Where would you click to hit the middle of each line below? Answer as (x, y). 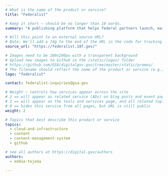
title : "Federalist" (27, 14)
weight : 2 (15, 110)
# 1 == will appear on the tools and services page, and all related (79, 101)
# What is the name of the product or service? (56, 10)
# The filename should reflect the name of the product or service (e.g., (85, 69)
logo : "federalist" (25, 74)
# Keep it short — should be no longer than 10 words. (63, 23)
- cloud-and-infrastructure (39, 129)
